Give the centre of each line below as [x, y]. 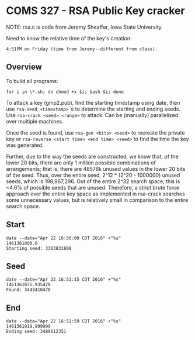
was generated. [25, 145]
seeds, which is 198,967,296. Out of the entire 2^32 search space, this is [93, 181]
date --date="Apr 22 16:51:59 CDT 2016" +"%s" [64, 321]
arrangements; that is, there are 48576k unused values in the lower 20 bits [96, 169]
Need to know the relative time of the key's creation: [69, 38]
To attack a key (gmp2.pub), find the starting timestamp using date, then [93, 102]
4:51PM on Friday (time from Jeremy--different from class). [82, 49]
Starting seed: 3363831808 [39, 248]
